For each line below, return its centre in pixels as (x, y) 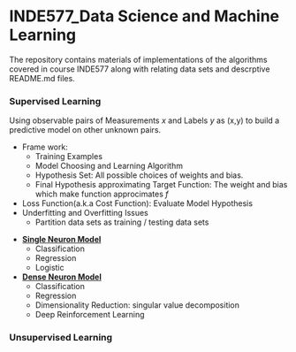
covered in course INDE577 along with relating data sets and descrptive (140, 69)
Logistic (49, 268)
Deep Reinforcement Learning (90, 315)
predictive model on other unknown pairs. (85, 130)
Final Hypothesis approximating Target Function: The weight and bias (161, 185)
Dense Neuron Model (61, 277)
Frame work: (45, 147)
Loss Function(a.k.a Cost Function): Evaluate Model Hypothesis (137, 203)
